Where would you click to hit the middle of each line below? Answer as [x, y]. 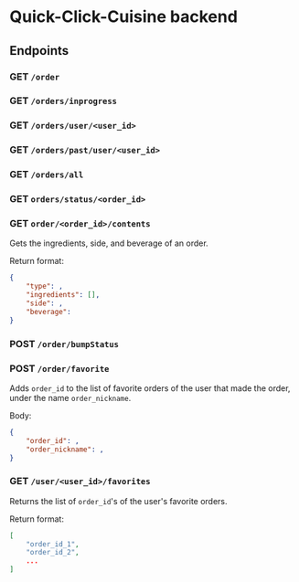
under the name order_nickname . [70, 397]
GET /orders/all [47, 175]
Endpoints [39, 51]
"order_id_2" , [53, 553]
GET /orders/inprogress [63, 101]
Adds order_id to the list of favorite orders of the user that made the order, [150, 388]
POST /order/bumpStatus [64, 344]
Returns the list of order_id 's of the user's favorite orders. [118, 501]
